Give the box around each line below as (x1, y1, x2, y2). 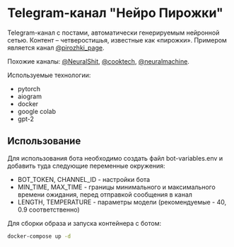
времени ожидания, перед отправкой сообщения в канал (17, 190, 193, 199)
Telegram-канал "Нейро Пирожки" (7, 5, 224, 21)
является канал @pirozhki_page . (7, 43, 105, 52)
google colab (17, 107, 57, 115)
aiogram (17, 92, 42, 100)
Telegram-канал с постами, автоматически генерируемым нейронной (7, 28, 220, 37)
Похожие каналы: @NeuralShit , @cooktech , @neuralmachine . (7, 57, 189, 65)
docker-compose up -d (7, 232, 71, 240)
